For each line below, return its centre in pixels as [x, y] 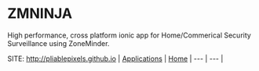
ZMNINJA [40, 14]
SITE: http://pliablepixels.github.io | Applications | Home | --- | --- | [115, 59]
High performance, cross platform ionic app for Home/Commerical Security [129, 35]
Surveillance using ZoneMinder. [58, 43]
